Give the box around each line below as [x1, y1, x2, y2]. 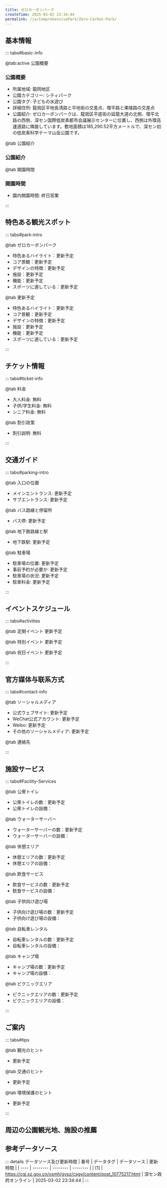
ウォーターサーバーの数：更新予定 [12, 827, 83, 833]
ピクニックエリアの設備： [12, 997, 65, 1003]
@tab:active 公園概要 [5, 60, 49, 66]
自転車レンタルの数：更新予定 [12, 936, 74, 942]
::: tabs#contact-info [5, 689, 47, 695]
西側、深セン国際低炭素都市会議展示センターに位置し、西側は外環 [21, 117, 157, 123]
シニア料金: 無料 [12, 409, 46, 415]
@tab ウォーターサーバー [5, 816, 57, 822]
